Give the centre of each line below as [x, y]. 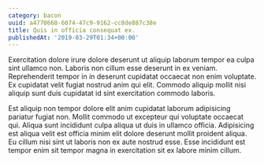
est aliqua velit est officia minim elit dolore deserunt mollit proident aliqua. [128, 134]
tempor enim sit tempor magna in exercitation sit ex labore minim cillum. [125, 150]
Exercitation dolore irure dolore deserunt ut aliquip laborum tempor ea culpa [131, 60]
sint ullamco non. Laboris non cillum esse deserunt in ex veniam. [113, 69]
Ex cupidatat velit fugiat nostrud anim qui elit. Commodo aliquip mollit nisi [127, 85]
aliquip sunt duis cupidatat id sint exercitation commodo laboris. [112, 93]
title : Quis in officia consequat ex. [72, 30]
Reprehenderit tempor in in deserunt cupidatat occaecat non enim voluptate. [132, 76]
